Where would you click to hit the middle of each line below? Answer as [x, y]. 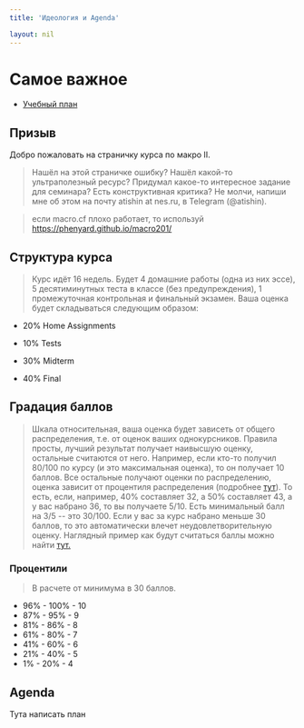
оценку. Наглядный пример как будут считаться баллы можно [153, 535]
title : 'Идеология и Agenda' [64, 18]
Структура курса [61, 257]
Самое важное [69, 79]
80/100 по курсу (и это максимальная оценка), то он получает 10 [158, 467]
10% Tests [42, 344]
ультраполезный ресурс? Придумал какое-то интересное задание [161, 182]
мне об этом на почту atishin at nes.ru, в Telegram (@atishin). [149, 202]
